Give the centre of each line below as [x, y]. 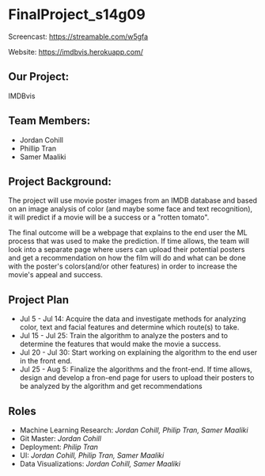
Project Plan [39, 300]
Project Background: [60, 181]
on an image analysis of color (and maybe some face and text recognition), [131, 209]
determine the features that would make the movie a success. [120, 344]
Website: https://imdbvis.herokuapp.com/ [76, 51]
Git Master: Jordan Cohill [60, 438]
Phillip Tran [38, 148]
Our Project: [39, 77]
